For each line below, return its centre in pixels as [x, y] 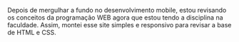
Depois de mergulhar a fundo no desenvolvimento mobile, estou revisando [117, 10]
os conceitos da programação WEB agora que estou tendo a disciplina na [115, 17]
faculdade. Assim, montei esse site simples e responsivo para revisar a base [119, 25]
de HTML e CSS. [32, 32]
